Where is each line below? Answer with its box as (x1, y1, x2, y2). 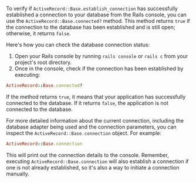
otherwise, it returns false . (6, 30, 72, 37)
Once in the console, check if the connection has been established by (14, 65, 184, 72)
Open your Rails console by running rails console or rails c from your (14, 53, 188, 59)
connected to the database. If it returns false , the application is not (6, 99, 168, 106)
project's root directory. (14, 59, 72, 66)
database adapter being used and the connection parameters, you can (6, 123, 177, 130)
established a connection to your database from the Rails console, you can (6, 11, 187, 18)
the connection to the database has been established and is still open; (6, 23, 175, 30)
